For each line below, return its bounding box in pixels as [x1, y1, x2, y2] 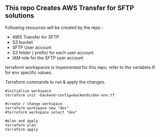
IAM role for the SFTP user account [12, 55, 84, 61]
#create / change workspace [5, 101, 63, 106]
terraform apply [5, 127, 38, 132]
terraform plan [5, 122, 36, 128]
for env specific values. [5, 69, 52, 75]
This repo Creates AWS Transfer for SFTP [5, 4, 134, 12]
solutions [5, 12, 34, 20]
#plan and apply [5, 118, 38, 123]
